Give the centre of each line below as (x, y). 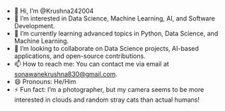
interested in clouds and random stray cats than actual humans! (107, 100)
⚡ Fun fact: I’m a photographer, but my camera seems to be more (109, 89)
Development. (34, 26)
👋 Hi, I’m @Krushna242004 (54, 11)
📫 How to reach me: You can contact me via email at (92, 64)
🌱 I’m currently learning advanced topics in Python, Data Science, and (116, 33)
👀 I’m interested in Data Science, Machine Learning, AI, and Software (115, 18)
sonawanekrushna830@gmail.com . (66, 74)
